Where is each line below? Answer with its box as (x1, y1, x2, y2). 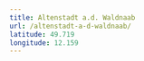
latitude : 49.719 (9, 30, 75, 39)
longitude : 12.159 (9, 38, 79, 48)
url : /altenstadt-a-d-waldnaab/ (9, 22, 131, 30)
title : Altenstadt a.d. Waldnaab (9, 13, 136, 22)
